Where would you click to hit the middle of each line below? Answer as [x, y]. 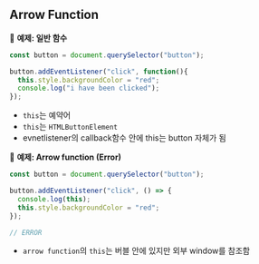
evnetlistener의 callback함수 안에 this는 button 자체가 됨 [124, 138]
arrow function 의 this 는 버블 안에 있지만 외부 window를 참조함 [136, 251]
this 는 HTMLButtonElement [70, 127]
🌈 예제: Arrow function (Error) [66, 157]
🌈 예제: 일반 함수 [38, 38]
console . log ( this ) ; [54, 199]
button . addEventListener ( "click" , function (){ [99, 72]
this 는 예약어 [46, 115]
